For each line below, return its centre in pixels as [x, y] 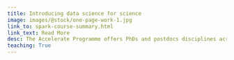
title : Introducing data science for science [74, 13]
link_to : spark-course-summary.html [60, 26]
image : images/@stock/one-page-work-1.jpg [70, 20]
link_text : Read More [39, 33]
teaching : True [29, 46]
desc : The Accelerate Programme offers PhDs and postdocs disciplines [112, 39]
